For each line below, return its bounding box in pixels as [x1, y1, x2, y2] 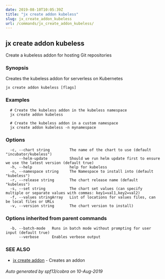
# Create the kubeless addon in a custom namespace [10, 121, 119, 125]
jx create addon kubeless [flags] [5, 85, 77, 90]
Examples [5, 96, 30, 103]
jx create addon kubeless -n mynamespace [10, 125, 97, 130]
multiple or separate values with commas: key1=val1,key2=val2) [5, 190, 140, 195]
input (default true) [5, 230, 50, 235]
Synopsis [5, 64, 29, 71]
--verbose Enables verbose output [18, 235, 100, 240]
